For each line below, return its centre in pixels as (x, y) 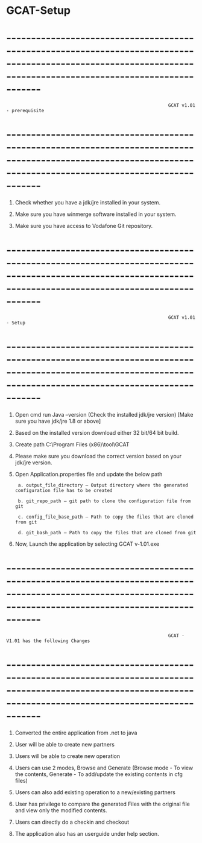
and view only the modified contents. (61, 810)
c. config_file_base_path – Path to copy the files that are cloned (106, 517)
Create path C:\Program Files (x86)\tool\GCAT (72, 444)
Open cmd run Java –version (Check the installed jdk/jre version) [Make (104, 414)
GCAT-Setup (39, 11)
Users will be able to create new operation (68, 756)
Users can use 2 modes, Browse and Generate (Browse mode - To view (104, 768)
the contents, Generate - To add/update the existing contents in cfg (99, 774)
